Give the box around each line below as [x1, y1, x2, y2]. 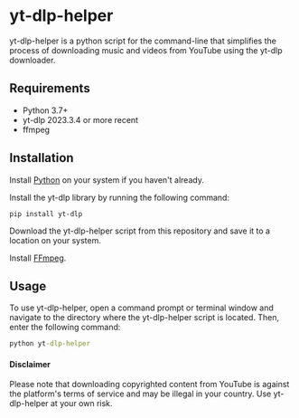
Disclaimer [9, 358, 51, 369]
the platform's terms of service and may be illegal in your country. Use [9, 388, 272, 399]
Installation [9, 150, 74, 166]
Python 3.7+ [22, 105, 69, 116]
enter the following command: [9, 322, 121, 333]
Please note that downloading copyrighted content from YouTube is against [9, 379, 290, 390]
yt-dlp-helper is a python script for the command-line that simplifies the [9, 35, 277, 46]
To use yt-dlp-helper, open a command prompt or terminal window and [9, 302, 274, 313]
